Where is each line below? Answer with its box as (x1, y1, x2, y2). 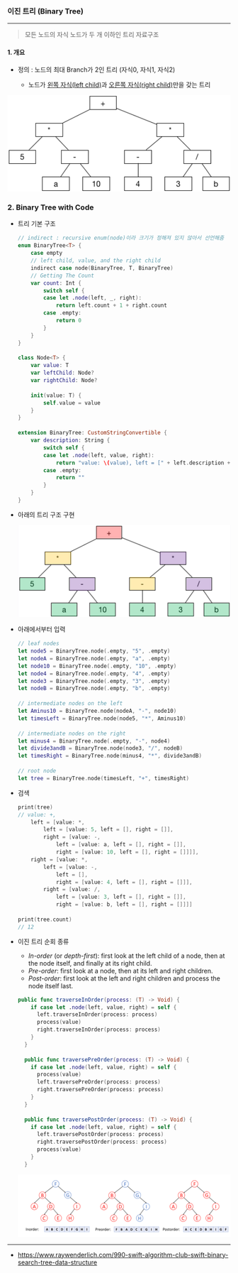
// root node (17, 767, 57, 775)
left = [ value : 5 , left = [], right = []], (43, 826, 174, 834)
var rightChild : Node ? (30, 377, 98, 384)
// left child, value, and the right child (30, 257, 161, 264)
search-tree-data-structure (17, 1258, 98, 1267)
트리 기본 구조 (17, 219, 56, 228)
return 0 (55, 317, 81, 324)
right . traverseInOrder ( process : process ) (36, 1026, 161, 1034)
